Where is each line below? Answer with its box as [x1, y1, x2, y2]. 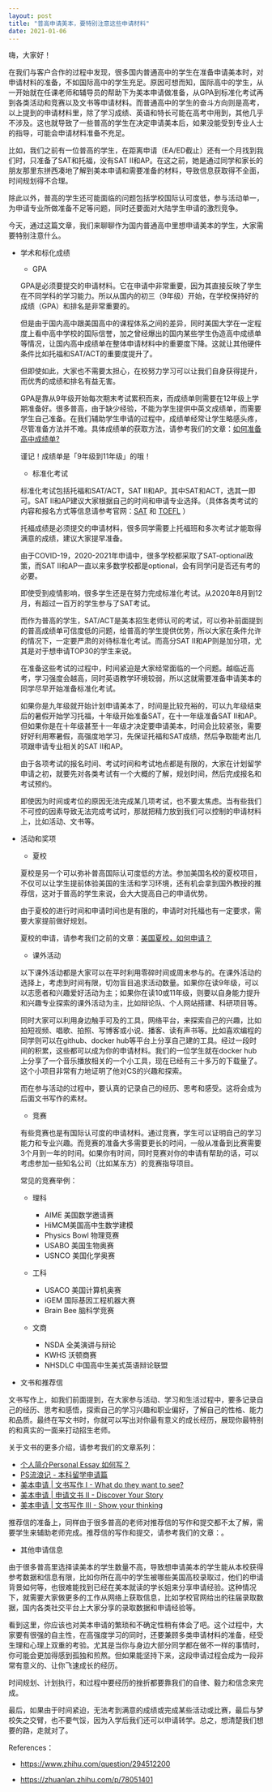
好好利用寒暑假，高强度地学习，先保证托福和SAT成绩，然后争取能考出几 [19, 731, 261, 741]
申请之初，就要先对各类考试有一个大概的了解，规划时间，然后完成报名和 [19, 769, 261, 779]
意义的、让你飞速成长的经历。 [22, 1661, 122, 1670]
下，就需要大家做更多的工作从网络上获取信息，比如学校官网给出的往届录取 [8, 1592, 257, 1603]
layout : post [8, 11, 53, 20]
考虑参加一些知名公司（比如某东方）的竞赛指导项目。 [19, 1158, 198, 1169]
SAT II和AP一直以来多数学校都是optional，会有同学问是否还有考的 [41, 561, 261, 571]
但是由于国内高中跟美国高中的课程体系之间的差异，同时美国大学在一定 [19, 318, 255, 329]
